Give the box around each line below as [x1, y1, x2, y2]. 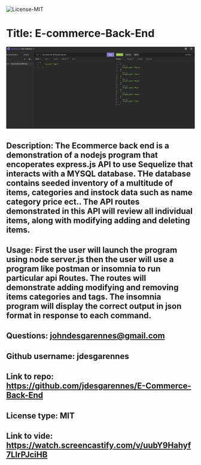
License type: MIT [6, 411, 75, 421]
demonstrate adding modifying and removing [6, 282, 179, 293]
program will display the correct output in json [6, 301, 182, 311]
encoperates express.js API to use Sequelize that [6, 159, 193, 169]
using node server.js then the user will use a [6, 254, 175, 265]
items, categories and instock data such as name [6, 187, 193, 197]
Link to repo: [6, 372, 54, 382]
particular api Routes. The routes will [6, 273, 147, 283]
